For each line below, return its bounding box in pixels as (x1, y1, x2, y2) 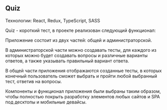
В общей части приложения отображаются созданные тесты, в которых (5, 67, 162, 74)
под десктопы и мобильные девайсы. (5, 99, 87, 105)
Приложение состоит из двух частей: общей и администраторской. (5, 37, 152, 43)
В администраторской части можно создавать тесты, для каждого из (5, 47, 156, 53)
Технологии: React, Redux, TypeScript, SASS (5, 17, 101, 23)
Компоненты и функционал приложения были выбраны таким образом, (5, 88, 161, 94)
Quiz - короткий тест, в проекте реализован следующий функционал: (5, 27, 156, 33)
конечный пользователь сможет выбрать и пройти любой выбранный (5, 73, 157, 79)
